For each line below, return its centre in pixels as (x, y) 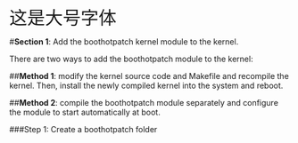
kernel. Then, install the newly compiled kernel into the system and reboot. (146, 85)
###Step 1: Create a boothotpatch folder (83, 129)
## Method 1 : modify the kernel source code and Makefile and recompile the (149, 76)
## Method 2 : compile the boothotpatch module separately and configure (144, 103)
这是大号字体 (63, 18)
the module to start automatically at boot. (85, 112)
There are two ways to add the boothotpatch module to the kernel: (131, 59)
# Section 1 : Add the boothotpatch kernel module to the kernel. (124, 42)
